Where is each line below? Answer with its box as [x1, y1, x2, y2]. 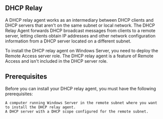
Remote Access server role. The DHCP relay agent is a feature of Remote [5, 53, 154, 59]
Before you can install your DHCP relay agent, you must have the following [5, 85, 156, 91]
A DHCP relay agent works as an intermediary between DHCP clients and [5, 17, 154, 23]
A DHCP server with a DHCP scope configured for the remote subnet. [5, 109, 149, 114]
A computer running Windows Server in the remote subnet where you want [5, 100, 158, 105]
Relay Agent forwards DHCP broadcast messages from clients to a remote [5, 27, 156, 34]
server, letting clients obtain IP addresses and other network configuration [5, 33, 156, 39]
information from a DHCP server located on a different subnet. [5, 38, 131, 44]
